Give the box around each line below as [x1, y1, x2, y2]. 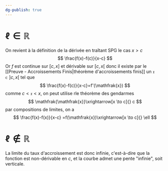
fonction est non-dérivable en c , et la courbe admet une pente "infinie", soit [5, 155, 163, 161]
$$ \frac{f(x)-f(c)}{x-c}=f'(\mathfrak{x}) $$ [39, 82, 131, 89]
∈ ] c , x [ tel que [5, 74, 35, 80]
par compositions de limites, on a [5, 106, 74, 112]
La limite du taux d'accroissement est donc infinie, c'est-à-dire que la [5, 150, 150, 156]
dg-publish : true [5, 7, 42, 13]
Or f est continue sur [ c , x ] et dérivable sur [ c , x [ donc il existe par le [5, 63, 147, 69]
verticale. [5, 160, 25, 167]
